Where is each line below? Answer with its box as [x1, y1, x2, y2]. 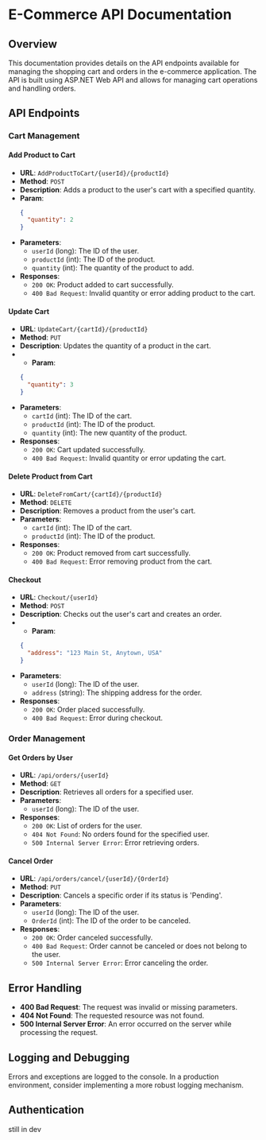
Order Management [8, 733, 86, 744]
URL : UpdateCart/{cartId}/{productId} [19, 324, 148, 334]
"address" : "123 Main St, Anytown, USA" [27, 649, 163, 657]
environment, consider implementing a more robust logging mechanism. [8, 1080, 244, 1090]
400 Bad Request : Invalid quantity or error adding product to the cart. [31, 289, 256, 298]
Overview [8, 37, 58, 51]
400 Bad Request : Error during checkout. [31, 713, 164, 723]
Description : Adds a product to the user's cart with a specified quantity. [19, 184, 256, 194]
